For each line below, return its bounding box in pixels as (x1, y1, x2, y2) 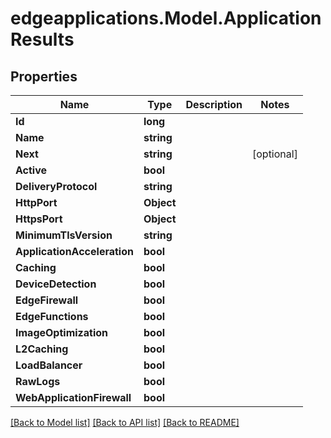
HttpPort (15, 196, 58, 209)
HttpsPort (15, 212, 63, 226)
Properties (10, 68, 78, 85)
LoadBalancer (15, 358, 83, 372)
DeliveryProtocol (15, 180, 98, 193)
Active (15, 163, 48, 177)
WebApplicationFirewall (15, 391, 132, 404)
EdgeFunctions (15, 310, 89, 323)
